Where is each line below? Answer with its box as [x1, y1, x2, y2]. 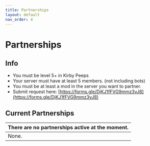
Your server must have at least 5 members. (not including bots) [12, 78, 145, 84]
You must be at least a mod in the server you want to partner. [12, 83, 141, 90]
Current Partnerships [5, 109, 74, 118]
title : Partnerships [5, 7, 49, 13]
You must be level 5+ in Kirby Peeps [12, 72, 89, 79]
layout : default [5, 12, 40, 17]
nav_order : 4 [5, 17, 33, 22]
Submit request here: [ [12, 89, 60, 95]
